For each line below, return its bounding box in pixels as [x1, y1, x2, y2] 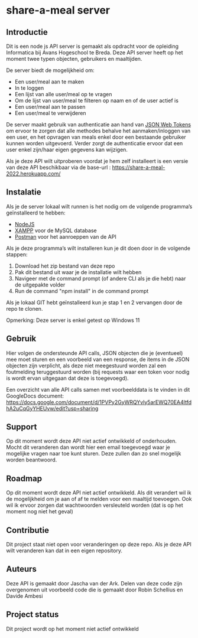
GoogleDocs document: [6, 392, 64, 399]
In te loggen [14, 84, 44, 92]
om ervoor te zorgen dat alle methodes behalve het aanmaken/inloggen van [6, 128, 191, 134]
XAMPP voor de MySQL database [14, 227, 97, 234]
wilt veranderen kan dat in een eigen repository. [6, 547, 123, 554]
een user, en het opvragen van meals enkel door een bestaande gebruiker [6, 134, 186, 141]
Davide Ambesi [6, 592, 43, 600]
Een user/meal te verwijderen [14, 110, 87, 116]
